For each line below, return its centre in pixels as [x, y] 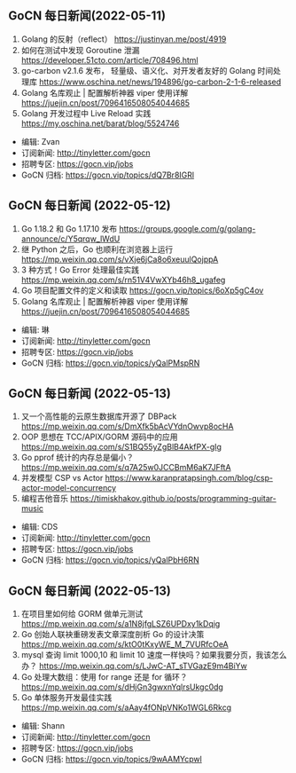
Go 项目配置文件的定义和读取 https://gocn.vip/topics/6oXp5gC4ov [142, 290]
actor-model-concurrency [69, 488]
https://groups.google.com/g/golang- [187, 228]
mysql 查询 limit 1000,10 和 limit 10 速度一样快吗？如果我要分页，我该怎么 [154, 655]
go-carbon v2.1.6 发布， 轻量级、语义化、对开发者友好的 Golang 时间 [147, 70]
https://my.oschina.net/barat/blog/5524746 [100, 123]
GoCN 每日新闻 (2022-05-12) [90, 205]
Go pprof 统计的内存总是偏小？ [78, 457]
